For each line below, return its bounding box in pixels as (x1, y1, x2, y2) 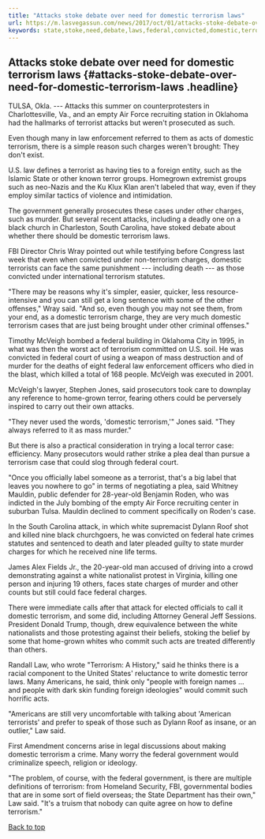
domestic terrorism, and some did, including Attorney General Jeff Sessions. (8, 611, 257, 621)
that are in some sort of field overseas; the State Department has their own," (8, 790, 256, 799)
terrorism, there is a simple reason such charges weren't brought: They (8, 142, 240, 151)
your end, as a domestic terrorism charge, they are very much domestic (8, 312, 242, 322)
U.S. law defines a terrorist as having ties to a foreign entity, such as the (8, 165, 242, 175)
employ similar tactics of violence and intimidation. (8, 191, 174, 200)
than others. (8, 645, 48, 655)
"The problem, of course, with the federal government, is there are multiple (8, 773, 252, 783)
